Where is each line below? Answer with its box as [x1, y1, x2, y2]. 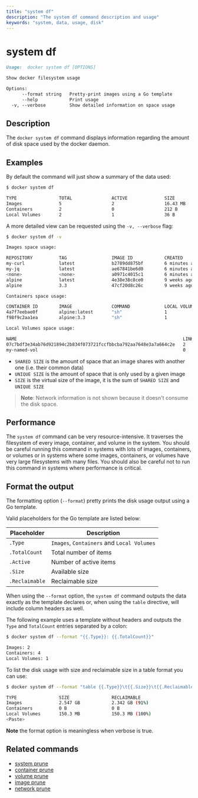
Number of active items [51, 558, 116, 566]
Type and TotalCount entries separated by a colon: [6, 623, 128, 630]
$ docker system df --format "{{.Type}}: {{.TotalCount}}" [6, 634, 154, 640]
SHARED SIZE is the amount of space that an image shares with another [14, 357, 186, 364]
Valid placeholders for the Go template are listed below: [6, 515, 141, 522]
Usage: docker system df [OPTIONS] [6, 64, 96, 71]
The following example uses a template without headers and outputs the [6, 616, 181, 623]
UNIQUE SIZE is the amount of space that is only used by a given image [14, 370, 186, 377]
